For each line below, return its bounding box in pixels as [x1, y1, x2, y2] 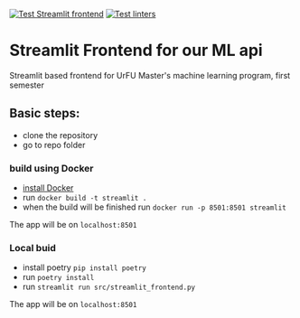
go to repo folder [22, 139, 86, 150]
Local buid [9, 241, 57, 254]
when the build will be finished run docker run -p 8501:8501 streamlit [22, 201, 286, 212]
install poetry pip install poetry [22, 262, 146, 273]
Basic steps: [9, 106, 80, 121]
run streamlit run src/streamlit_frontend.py [22, 281, 196, 293]
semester [9, 79, 45, 90]
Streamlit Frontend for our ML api [9, 41, 264, 61]
